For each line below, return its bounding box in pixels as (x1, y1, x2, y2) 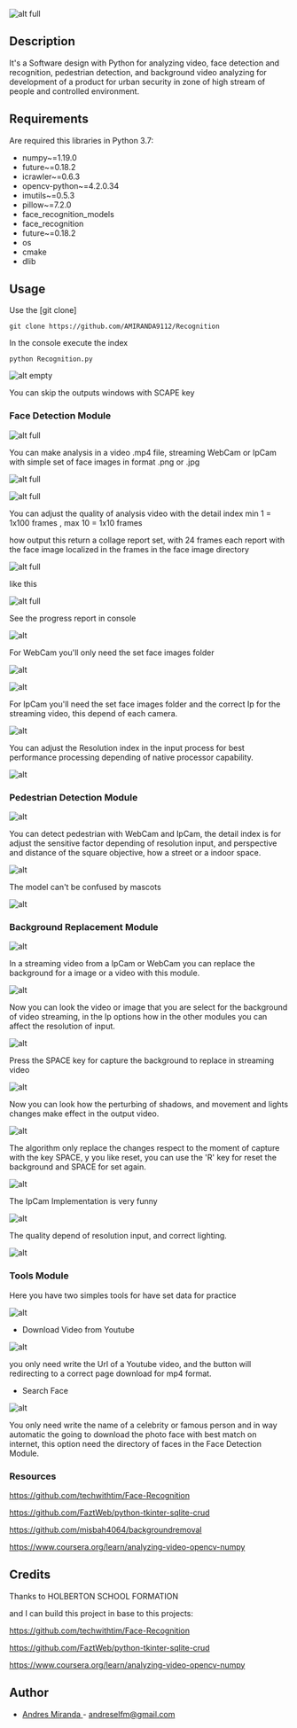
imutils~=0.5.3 (21, 190, 75, 200)
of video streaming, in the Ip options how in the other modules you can (9, 1012, 268, 1022)
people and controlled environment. (9, 85, 140, 97)
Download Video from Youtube (21, 1324, 135, 1334)
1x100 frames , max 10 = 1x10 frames (9, 517, 143, 528)
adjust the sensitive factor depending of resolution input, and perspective (9, 838, 277, 848)
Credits (9, 1568, 51, 1583)
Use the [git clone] (9, 305, 77, 316)
